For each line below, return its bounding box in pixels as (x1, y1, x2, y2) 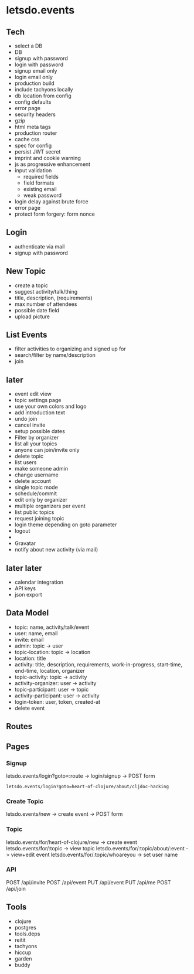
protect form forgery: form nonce (14, 210, 96, 217)
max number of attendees (14, 300, 77, 308)
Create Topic (6, 797, 44, 805)
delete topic (14, 452, 44, 460)
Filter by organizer (14, 434, 59, 441)
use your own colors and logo (14, 403, 87, 410)
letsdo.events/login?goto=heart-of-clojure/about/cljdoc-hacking (6, 784, 169, 789)
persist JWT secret (14, 148, 61, 155)
